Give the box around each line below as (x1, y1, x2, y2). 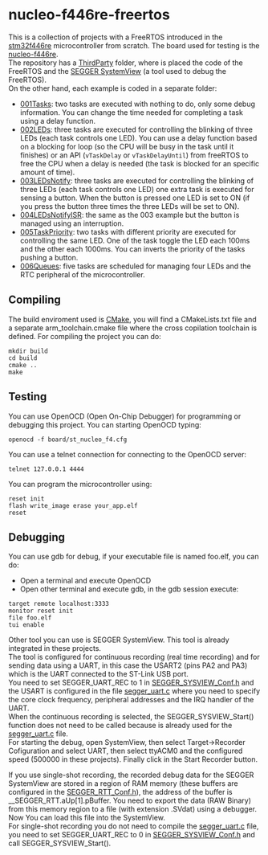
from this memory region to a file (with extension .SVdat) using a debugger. (8, 804, 257, 814)
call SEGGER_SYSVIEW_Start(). (8, 838, 112, 849)
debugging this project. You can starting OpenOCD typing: (8, 419, 202, 429)
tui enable (8, 621, 45, 629)
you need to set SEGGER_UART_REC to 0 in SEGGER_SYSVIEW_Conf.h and (8, 830, 255, 840)
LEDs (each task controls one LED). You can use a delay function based (19, 133, 258, 142)
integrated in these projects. (8, 644, 102, 653)
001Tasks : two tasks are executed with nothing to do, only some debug (19, 99, 255, 108)
